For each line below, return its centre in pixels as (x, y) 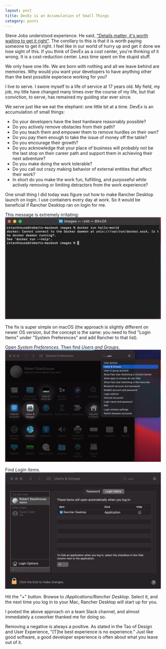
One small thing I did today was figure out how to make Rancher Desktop (79, 195)
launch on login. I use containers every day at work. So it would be (73, 200)
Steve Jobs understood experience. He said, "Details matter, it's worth (77, 36)
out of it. (14, 643)
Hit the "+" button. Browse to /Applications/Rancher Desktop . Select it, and (82, 597)
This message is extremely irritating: (42, 215)
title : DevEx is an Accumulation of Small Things (57, 16)
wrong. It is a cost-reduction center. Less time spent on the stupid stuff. (78, 57)
